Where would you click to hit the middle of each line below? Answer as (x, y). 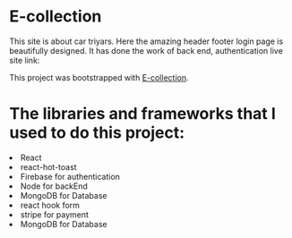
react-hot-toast (49, 166)
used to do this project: (97, 133)
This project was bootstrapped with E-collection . (99, 77)
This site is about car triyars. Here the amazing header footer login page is (146, 41)
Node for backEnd (54, 186)
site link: (25, 60)
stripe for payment (55, 214)
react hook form (51, 205)
